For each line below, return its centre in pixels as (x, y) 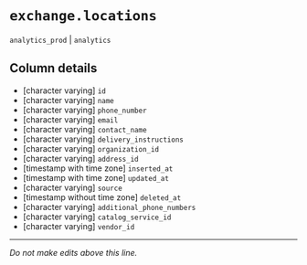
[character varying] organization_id (91, 148)
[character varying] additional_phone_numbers (109, 207)
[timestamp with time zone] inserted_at (98, 168)
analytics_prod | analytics (60, 39)
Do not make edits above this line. (74, 252)
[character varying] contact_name (85, 129)
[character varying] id (64, 90)
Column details (53, 68)
